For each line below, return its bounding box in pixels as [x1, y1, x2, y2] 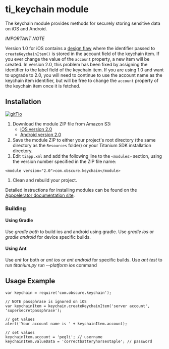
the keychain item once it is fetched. [5, 82, 81, 89]
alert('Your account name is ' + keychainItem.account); [5, 321, 128, 326]
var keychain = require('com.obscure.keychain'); [5, 290, 112, 295]
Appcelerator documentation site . [5, 192, 75, 198]
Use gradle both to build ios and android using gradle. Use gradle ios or [5, 229, 154, 235]
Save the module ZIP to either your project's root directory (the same [12, 137, 156, 143]
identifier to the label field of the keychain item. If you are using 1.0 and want [5, 67, 164, 73]
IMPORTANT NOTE [5, 35, 45, 41]
